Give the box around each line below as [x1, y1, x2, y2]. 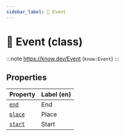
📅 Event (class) [6, 34, 83, 48]
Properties [6, 72, 47, 82]
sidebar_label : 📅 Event [6, 8, 66, 15]
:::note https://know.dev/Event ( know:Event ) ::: [6, 55, 120, 62]
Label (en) [41, 90, 71, 99]
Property [9, 90, 36, 99]
